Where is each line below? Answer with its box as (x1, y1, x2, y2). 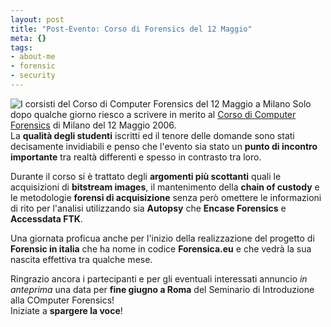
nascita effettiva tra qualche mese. (10, 253, 153, 265)
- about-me (10, 52, 56, 62)
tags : (10, 42, 33, 53)
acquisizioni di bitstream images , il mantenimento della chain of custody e (10, 181, 320, 193)
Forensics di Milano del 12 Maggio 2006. (10, 119, 177, 131)
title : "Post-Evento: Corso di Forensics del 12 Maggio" (10, 24, 253, 34)
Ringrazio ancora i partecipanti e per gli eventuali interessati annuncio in (10, 272, 308, 285)
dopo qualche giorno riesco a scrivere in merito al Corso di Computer (10, 108, 297, 120)
